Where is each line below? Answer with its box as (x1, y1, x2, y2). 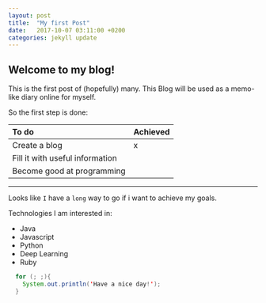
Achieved (133, 127, 170, 138)
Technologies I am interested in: (8, 209, 112, 218)
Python (19, 241, 44, 250)
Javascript (19, 233, 55, 242)
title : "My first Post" (8, 19, 90, 27)
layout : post (8, 11, 51, 20)
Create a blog (12, 140, 63, 151)
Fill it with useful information (12, 153, 117, 164)
